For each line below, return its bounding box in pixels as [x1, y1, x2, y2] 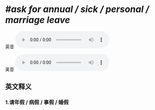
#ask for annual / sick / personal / [5, 4, 149, 15]
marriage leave [5, 14, 70, 26]
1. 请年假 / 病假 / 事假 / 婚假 [5, 99, 69, 106]
